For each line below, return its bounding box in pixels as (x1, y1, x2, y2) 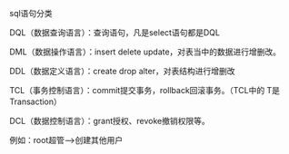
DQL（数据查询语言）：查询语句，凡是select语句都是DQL (9, 27, 221, 38)
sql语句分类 (9, 8, 53, 18)
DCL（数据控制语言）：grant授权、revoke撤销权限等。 (9, 116, 211, 126)
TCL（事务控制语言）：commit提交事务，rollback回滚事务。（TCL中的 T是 (9, 85, 280, 95)
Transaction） (9, 96, 62, 107)
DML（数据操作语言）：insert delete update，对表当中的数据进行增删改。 (9, 46, 282, 57)
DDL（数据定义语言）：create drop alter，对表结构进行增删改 (9, 66, 235, 76)
